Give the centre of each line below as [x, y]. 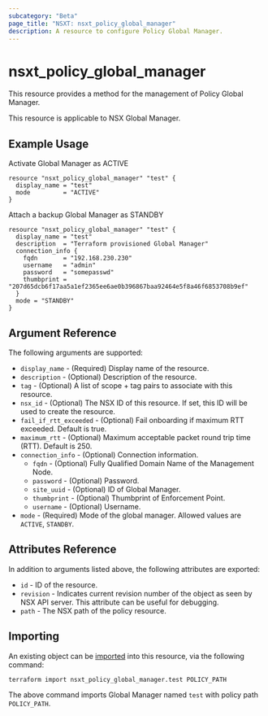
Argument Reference [63, 333]
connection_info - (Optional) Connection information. [109, 454]
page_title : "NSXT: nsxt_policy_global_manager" [92, 24]
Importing [34, 637]
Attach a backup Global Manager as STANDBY [86, 215]
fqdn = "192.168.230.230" [78, 258]
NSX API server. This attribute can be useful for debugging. [119, 602]
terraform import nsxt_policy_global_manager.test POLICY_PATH [118, 679]
